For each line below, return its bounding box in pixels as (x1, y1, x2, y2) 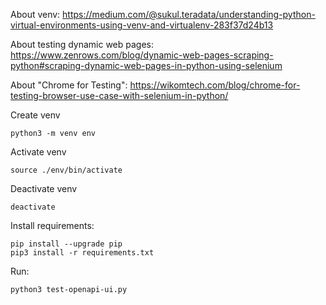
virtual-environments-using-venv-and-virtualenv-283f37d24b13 (10, 19, 274, 31)
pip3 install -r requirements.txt (10, 248, 155, 258)
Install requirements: (10, 220, 95, 231)
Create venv (10, 109, 61, 121)
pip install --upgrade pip (10, 239, 123, 249)
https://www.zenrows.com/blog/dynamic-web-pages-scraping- (10, 49, 274, 61)
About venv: (10, 9, 61, 20)
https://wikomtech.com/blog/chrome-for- (129, 79, 301, 91)
